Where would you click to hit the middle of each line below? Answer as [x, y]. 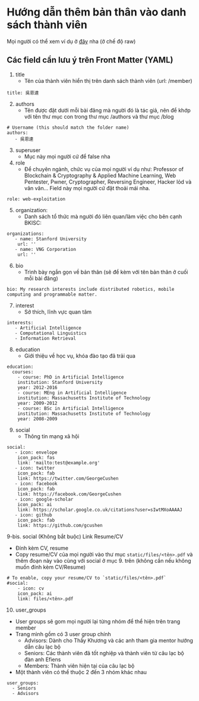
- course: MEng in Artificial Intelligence [72, 393]
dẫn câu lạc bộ [42, 647]
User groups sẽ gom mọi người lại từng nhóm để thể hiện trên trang [98, 621]
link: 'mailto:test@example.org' [59, 463]
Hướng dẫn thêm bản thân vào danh [97, 12]
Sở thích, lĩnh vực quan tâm [58, 312]
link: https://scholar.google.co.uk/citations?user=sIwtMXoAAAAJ [100, 510]
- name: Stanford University [50, 239]
